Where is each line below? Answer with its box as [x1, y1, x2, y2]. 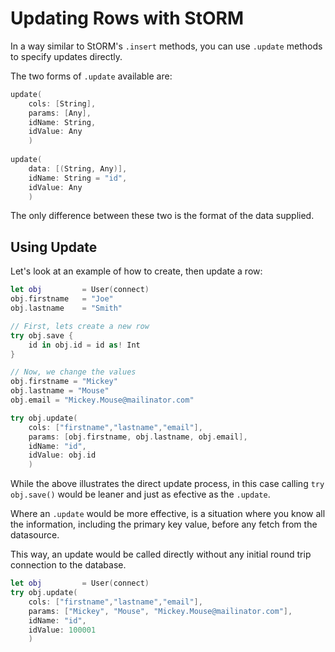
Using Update [10, 238, 98, 256]
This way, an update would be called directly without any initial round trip [10, 548, 312, 561]
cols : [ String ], [28, 98, 97, 109]
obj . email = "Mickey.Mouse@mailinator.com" [10, 395, 195, 405]
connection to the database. [10, 559, 127, 571]
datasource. [10, 529, 60, 541]
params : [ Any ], [28, 108, 92, 118]
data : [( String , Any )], [28, 163, 128, 174]
